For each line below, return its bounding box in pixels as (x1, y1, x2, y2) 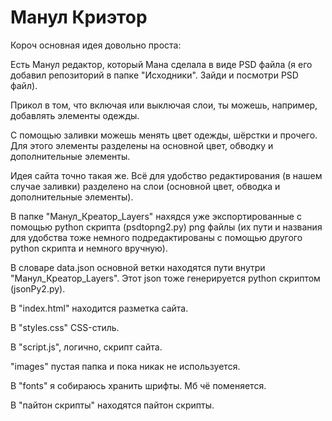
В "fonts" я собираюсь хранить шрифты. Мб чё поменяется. (10, 379, 267, 391)
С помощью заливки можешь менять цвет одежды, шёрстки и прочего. (10, 129, 318, 141)
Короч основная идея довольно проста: (10, 39, 182, 51)
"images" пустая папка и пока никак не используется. (10, 360, 241, 372)
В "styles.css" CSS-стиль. (10, 321, 120, 333)
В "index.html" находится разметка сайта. (10, 302, 189, 314)
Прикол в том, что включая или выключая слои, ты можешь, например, (10, 99, 318, 111)
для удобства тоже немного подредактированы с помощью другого (10, 231, 303, 243)
